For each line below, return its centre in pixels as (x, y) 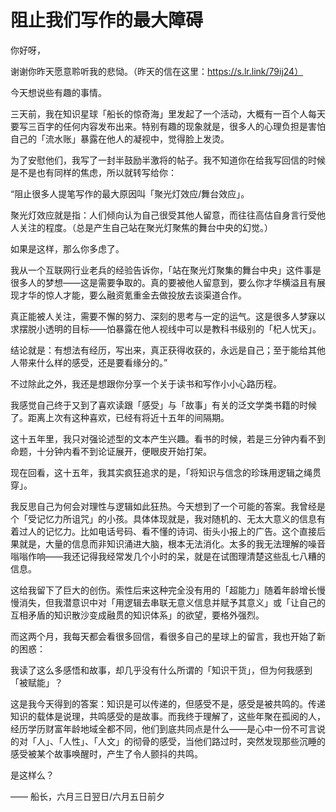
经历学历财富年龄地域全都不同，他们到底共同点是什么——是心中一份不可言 (163, 728)
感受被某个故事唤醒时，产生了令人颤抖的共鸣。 (106, 753)
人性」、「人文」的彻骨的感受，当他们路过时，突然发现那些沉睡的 (194, 741)
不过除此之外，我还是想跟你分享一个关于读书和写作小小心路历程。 (146, 383)
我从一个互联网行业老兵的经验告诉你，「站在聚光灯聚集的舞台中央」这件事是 (166, 270)
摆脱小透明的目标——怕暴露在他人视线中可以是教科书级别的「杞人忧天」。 (170, 328)
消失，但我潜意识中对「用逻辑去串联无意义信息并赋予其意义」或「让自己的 (172, 602)
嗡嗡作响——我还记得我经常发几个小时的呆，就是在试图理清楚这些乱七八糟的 (168, 556)
